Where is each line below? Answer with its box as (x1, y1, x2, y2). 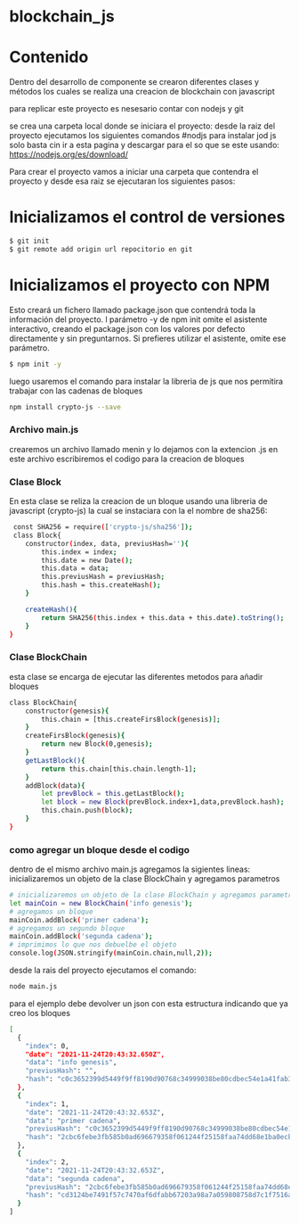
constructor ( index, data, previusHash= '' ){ (25, 539, 190, 548)
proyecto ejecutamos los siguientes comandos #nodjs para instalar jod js (9, 130, 277, 141)
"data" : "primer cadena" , (25, 1116, 122, 1125)
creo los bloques (9, 1007, 71, 1018)
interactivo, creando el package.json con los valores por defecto (9, 323, 246, 334)
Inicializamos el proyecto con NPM (9, 275, 271, 295)
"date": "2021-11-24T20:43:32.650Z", (25, 1050, 166, 1059)
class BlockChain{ (9, 698, 77, 707)
